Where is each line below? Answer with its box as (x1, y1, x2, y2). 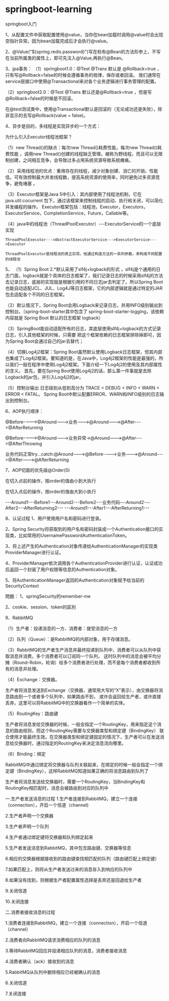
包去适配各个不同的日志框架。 (5, 291, 67, 297)
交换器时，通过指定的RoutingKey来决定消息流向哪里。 (14, 740, 126, 746)
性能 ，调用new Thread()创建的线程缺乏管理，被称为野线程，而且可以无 (9, 150, 158, 157)
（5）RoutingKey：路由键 (5, 710, 59, 716)
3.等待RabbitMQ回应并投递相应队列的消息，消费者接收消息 (5, 948, 127, 954)
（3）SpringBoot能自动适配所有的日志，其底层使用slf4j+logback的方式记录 (5, 325, 161, 331)
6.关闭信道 (5, 980, 27, 986)
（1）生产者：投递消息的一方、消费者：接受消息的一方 (5, 625, 118, 631)
